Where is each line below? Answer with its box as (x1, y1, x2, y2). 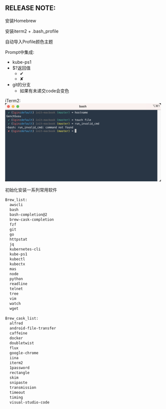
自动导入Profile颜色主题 (5, 39, 53, 44)
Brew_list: (5, 198, 28, 203)
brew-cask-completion (9, 217, 54, 222)
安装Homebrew (5, 17, 37, 24)
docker (9, 336, 23, 341)
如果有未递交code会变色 (19, 87, 69, 93)
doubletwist (9, 341, 35, 346)
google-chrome (9, 351, 39, 356)
